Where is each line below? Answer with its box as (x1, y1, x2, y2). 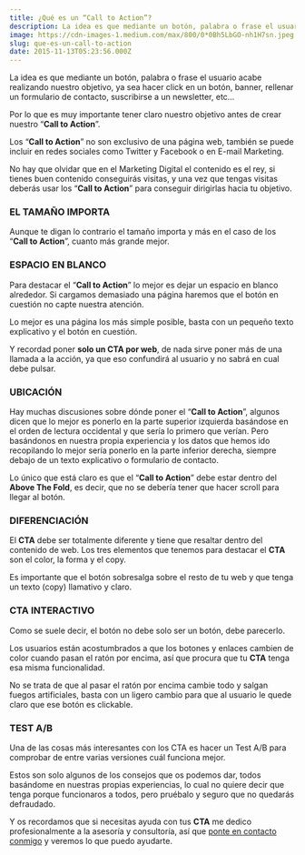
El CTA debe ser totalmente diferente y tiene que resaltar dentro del (9, 535, 263, 546)
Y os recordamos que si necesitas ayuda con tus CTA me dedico (9, 816, 252, 827)
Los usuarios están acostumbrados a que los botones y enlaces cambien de (9, 642, 294, 653)
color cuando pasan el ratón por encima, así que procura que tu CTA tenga (9, 652, 290, 663)
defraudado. (9, 798, 56, 810)
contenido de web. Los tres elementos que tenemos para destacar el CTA (9, 545, 286, 556)
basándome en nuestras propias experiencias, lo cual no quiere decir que (9, 779, 284, 790)
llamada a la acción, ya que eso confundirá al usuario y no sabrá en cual (9, 353, 280, 364)
